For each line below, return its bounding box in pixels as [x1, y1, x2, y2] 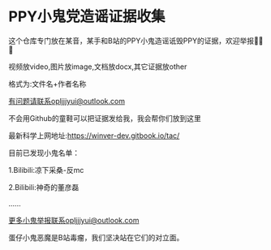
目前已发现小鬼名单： [8, 148, 80, 157]
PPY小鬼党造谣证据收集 [8, 7, 166, 26]
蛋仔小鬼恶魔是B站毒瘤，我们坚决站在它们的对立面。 [8, 232, 184, 242]
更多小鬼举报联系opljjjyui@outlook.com [8, 215, 140, 225]
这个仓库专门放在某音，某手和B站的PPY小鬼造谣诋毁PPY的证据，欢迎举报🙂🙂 [8, 36, 264, 45]
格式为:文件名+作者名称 [8, 79, 87, 88]
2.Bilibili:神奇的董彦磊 [8, 182, 80, 192]
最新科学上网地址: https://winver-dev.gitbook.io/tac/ [8, 131, 180, 140]
